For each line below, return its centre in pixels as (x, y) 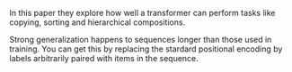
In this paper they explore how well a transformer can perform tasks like (142, 13)
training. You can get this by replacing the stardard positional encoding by (146, 49)
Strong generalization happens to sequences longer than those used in (141, 40)
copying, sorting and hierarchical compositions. (97, 22)
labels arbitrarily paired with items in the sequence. (104, 58)
